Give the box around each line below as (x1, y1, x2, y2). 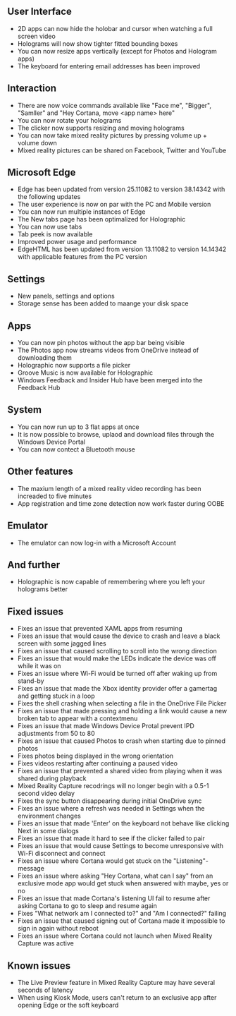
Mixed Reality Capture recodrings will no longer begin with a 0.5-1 (17, 782, 209, 790)
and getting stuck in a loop (17, 691, 95, 701)
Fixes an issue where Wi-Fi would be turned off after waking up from (17, 670, 218, 678)
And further (7, 559, 61, 571)
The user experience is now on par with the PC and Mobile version (17, 200, 211, 209)
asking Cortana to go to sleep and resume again (17, 902, 157, 910)
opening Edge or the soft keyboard (17, 1000, 119, 1009)
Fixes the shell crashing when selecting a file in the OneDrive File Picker (17, 699, 227, 708)
